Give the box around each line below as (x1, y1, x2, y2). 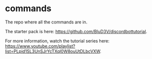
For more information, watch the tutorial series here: (5, 38, 110, 44)
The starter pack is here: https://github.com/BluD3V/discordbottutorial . (5, 28, 148, 34)
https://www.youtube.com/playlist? (5, 43, 76, 49)
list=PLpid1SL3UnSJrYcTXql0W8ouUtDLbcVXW (5, 48, 100, 54)
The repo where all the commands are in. (5, 19, 88, 25)
